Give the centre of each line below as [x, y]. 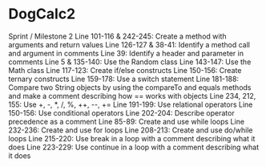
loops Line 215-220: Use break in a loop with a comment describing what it [132, 138]
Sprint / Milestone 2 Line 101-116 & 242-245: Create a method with [117, 36]
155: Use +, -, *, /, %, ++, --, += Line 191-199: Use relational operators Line [131, 104]
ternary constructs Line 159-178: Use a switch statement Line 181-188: [123, 79]
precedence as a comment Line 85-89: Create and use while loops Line [127, 121]
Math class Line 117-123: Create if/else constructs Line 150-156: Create [125, 70]
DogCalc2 [42, 14]
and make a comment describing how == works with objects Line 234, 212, [132, 96]
